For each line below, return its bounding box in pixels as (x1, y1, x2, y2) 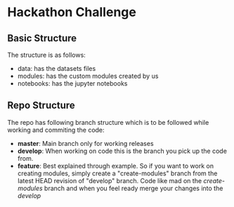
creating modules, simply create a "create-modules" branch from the (17, 169, 218, 178)
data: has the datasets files (17, 65, 96, 72)
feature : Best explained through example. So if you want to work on (17, 161, 214, 170)
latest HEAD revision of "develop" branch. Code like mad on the (17, 176, 202, 185)
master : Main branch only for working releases (17, 139, 154, 147)
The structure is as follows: (7, 51, 86, 59)
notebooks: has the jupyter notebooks (17, 79, 128, 88)
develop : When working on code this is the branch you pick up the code (17, 147, 227, 155)
